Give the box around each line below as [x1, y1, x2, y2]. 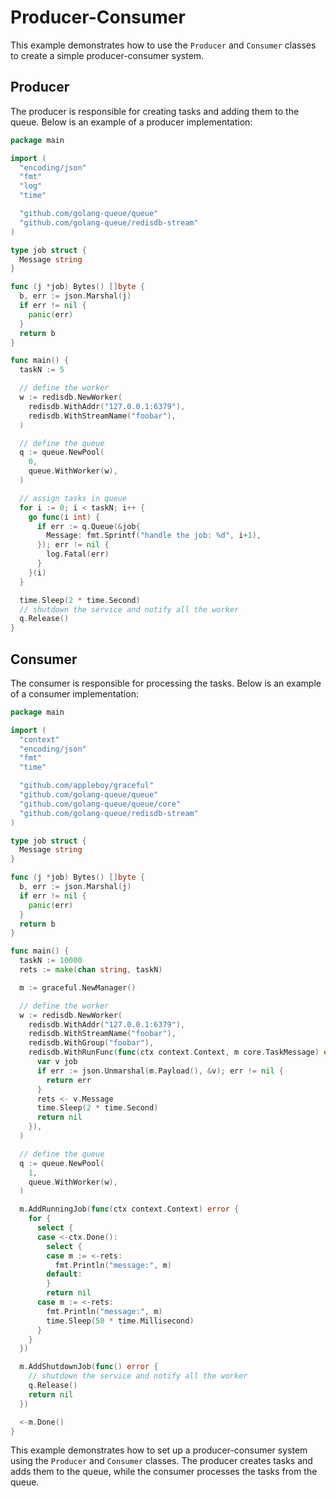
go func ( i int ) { [28, 512, 101, 522]
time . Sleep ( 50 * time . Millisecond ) [46, 1316, 195, 1326]
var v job [36, 1057, 78, 1067]
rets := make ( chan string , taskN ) [19, 965, 163, 975]
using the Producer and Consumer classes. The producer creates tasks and [10, 1455, 313, 1467]
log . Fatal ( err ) [46, 549, 110, 560]
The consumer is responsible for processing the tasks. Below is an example [10, 677, 322, 689]
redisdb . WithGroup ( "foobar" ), [28, 1038, 155, 1048]
